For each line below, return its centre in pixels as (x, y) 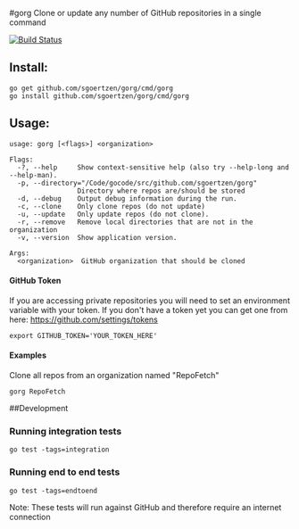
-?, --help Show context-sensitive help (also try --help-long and (154, 167)
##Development (39, 409)
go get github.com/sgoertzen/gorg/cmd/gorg (91, 88)
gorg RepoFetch (37, 392)
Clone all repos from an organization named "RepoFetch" (114, 376)
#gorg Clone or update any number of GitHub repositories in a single (135, 13)
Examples (28, 355)
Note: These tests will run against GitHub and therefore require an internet (145, 507)
